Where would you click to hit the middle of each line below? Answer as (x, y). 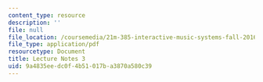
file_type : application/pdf (54, 45)
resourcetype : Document (47, 52)
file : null (26, 30)
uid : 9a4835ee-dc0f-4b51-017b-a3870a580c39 (80, 66)
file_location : (33, 37)
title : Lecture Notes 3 (47, 59)
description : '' (34, 23)
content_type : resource (47, 15)
